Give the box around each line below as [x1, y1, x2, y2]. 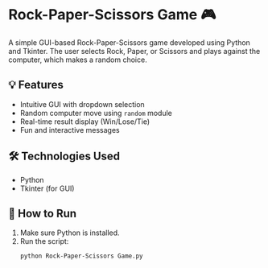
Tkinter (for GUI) [19, 183, 75, 193]
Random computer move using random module [19, 108, 173, 118]
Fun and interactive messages [19, 125, 120, 134]
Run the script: [19, 237, 69, 246]
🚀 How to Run [8, 206, 77, 221]
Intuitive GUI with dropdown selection [19, 99, 145, 109]
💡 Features [8, 78, 64, 92]
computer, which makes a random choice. [8, 55, 147, 64]
